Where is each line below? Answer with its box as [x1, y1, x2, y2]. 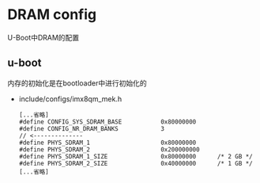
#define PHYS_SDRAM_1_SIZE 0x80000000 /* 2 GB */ [18, 152, 254, 160]
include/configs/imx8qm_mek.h [18, 93, 122, 104]
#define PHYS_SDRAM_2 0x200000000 [18, 145, 200, 154]
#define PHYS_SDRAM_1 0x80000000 [18, 139, 197, 147]
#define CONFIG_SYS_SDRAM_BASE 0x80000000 [18, 117, 197, 126]
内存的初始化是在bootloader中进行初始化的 [7, 78, 147, 88]
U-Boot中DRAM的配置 [7, 32, 80, 42]
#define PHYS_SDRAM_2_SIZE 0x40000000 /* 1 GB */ [18, 159, 254, 167]
